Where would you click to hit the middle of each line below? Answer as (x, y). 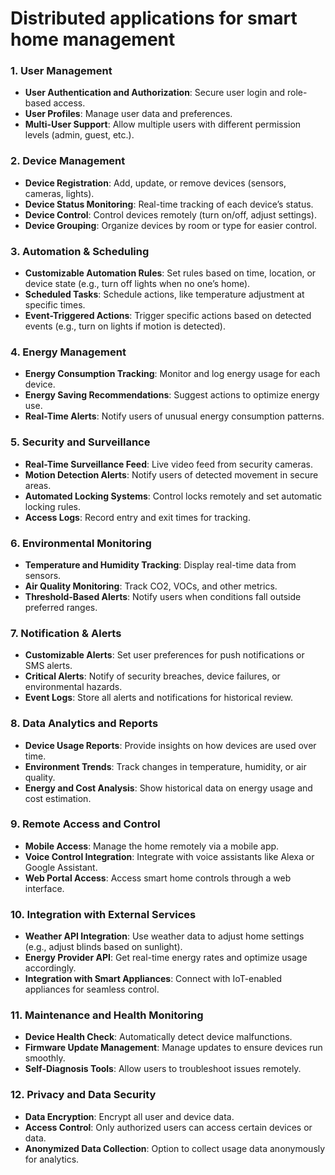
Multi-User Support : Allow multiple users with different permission (163, 124)
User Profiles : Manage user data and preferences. (128, 114)
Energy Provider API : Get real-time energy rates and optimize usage (166, 958)
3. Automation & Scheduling (80, 251)
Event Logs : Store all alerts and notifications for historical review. (159, 698)
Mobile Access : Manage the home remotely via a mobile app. (152, 846)
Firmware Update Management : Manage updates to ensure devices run (173, 1048)
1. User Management (61, 71)
